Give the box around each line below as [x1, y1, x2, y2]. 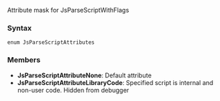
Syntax [7, 23, 32, 33]
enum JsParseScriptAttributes [7, 39, 95, 46]
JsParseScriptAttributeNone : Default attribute [17, 71, 152, 79]
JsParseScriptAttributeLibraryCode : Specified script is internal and [17, 78, 214, 86]
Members [7, 55, 40, 65]
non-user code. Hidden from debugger [17, 86, 129, 94]
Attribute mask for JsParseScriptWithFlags [7, 6, 129, 14]
